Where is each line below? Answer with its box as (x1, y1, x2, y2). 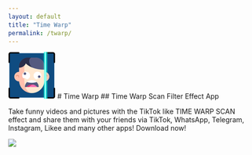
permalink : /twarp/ (8, 29, 72, 37)
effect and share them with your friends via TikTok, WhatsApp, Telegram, (8, 115, 245, 124)
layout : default (8, 13, 61, 20)
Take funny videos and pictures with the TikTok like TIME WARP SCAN (8, 106, 236, 117)
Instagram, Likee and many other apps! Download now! (8, 124, 187, 133)
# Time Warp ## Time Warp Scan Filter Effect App (57, 92, 220, 101)
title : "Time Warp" (8, 20, 72, 29)
